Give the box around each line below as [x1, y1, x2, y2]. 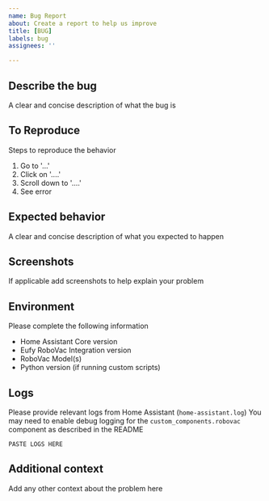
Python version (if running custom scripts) [19, 363, 161, 373]
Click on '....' [19, 169, 61, 179]
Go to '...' [19, 161, 50, 171]
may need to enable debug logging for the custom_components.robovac [8, 416, 241, 425]
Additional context [8, 462, 103, 476]
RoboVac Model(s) [19, 354, 82, 364]
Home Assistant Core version [19, 337, 118, 347]
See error [19, 187, 53, 196]
